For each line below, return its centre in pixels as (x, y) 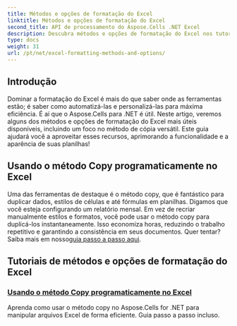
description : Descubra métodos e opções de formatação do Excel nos (110, 34)
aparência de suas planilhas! (49, 144)
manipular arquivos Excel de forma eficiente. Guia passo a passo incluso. (114, 315)
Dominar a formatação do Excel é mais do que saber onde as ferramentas (115, 99)
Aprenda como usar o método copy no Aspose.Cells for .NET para (103, 308)
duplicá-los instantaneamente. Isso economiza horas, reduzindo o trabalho (116, 224)
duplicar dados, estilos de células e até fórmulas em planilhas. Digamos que (117, 201)
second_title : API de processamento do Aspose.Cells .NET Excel (104, 27)
